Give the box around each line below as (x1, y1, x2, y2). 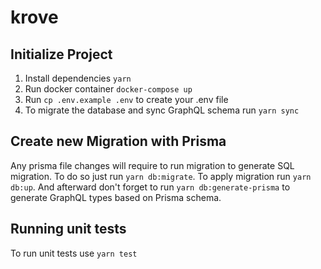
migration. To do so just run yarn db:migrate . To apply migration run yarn (10, 170, 312, 182)
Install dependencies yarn (24, 72, 132, 84)
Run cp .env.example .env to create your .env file (24, 94, 229, 105)
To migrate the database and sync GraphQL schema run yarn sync (24, 104, 300, 116)
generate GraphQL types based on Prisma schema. (10, 191, 222, 203)
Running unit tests (10, 221, 127, 238)
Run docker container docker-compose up (24, 83, 193, 95)
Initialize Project (10, 46, 113, 63)
